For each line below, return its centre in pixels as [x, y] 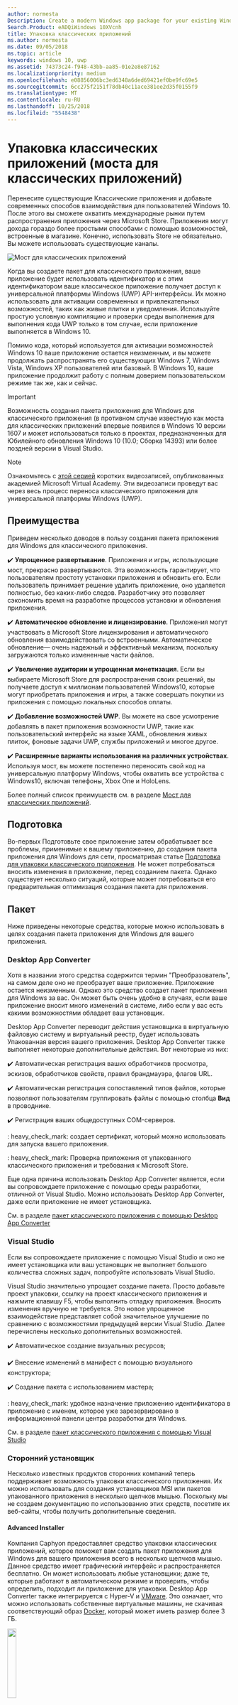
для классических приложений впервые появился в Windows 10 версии [117, 425]
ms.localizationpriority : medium [57, 73]
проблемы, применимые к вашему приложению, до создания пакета [112, 849]
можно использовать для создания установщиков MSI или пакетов [109, 1489]
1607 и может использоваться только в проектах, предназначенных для [117, 433]
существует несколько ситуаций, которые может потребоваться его [112, 879]
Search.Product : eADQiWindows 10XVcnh [64, 27]
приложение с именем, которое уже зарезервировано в [93, 1411]
